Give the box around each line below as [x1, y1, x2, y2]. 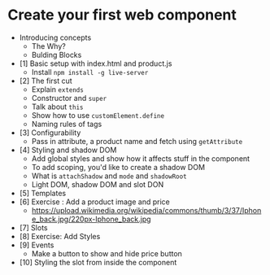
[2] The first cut [19, 76, 72, 85]
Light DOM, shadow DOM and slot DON [31, 179, 164, 189]
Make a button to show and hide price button [31, 248, 182, 258]
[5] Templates [19, 188, 67, 198]
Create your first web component [7, 6, 237, 24]
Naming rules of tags [31, 119, 102, 129]
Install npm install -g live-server [31, 67, 149, 76]
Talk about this [31, 102, 84, 111]
